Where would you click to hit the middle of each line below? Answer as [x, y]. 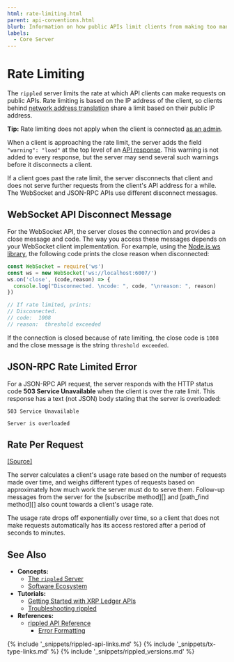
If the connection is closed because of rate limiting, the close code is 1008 [113, 338]
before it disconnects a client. [50, 165]
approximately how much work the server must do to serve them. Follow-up [116, 490]
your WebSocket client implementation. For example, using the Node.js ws [114, 246]
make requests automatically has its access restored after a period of [107, 526]
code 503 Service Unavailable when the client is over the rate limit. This [111, 391]
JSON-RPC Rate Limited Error [72, 367]
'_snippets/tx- [196, 644]
